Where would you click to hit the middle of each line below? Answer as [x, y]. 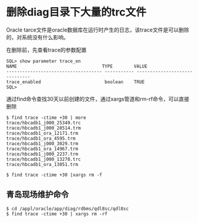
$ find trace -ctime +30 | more [46, 117]
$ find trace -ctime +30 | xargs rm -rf [57, 214]
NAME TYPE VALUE [77, 66]
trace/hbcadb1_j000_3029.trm [42, 143]
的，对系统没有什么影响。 [37, 37]
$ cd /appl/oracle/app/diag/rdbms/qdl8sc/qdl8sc [67, 209]
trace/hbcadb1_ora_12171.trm [42, 133]
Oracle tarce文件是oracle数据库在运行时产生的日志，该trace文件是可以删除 [98, 30]
